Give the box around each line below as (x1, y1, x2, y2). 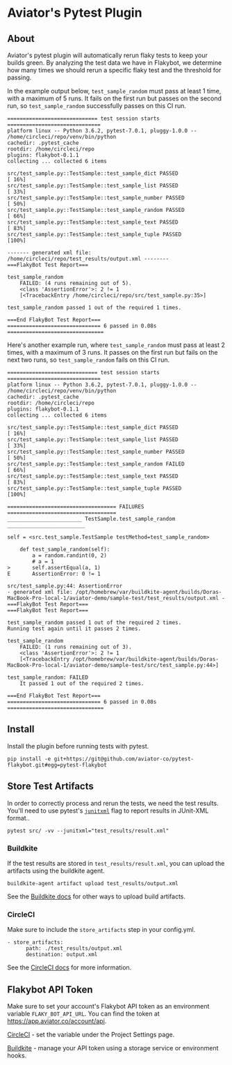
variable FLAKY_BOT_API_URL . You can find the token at (7, 1009, 160, 1018)
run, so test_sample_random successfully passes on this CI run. (7, 102, 186, 109)
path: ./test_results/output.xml (25, 945, 123, 952)
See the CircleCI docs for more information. (7, 963, 132, 972)
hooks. (7, 1051, 27, 1060)
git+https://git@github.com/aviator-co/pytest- (53, 755, 194, 763)
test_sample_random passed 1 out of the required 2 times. (7, 619, 182, 626)
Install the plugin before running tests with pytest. (7, 742, 149, 750)
